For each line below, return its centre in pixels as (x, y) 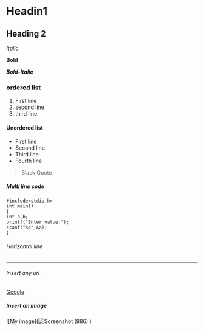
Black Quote (36, 172)
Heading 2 (26, 34)
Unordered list (25, 127)
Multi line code (25, 186)
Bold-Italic (20, 72)
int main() (20, 206)
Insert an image (27, 306)
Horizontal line (25, 246)
